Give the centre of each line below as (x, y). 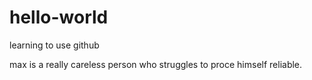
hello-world (59, 17)
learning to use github (54, 45)
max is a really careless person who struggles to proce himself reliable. (156, 64)
